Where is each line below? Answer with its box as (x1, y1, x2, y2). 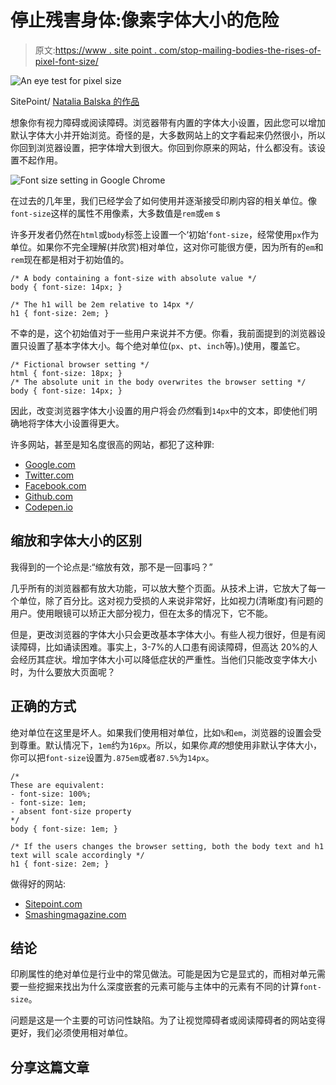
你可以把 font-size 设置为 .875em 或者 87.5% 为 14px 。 (10, 751, 215, 763)
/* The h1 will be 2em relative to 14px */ (10, 299, 195, 310)
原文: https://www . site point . (34, 44, 158, 56)
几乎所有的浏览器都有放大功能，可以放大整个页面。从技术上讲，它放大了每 (10, 582, 317, 594)
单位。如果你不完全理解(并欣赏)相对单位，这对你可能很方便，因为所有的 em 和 (10, 241, 324, 253)
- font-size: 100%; (10, 789, 92, 799)
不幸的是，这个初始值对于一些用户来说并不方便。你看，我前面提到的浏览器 (10, 327, 317, 339)
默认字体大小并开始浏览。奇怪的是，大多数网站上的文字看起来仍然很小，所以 (10, 129, 326, 141)
